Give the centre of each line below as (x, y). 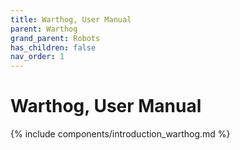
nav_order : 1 (37, 57)
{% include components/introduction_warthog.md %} (120, 134)
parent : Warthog (44, 29)
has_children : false (53, 47)
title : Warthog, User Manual (71, 19)
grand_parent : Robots (55, 38)
